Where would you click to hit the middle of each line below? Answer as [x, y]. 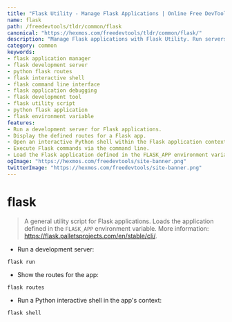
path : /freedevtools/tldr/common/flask [65, 26]
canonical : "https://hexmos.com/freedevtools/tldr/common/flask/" [105, 33]
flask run [21, 262]
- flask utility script [41, 104]
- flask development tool [44, 97]
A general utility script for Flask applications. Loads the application [119, 221]
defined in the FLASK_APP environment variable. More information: [116, 228]
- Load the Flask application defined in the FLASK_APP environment [108, 155]
